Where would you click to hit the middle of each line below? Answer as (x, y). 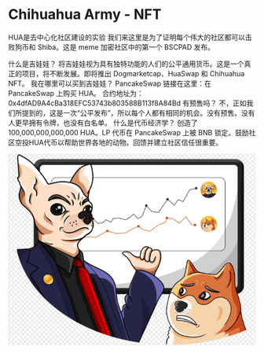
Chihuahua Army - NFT (85, 15)
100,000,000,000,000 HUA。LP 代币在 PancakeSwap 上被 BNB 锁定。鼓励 (128, 132)
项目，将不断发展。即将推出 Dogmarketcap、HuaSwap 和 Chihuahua (133, 73)
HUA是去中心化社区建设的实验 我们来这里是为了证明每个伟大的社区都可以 (127, 37)
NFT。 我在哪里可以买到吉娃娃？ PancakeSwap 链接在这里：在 (110, 83)
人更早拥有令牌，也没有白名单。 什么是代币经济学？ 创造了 (103, 123)
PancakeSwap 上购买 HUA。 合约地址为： (76, 93)
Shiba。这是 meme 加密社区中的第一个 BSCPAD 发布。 (126, 47)
